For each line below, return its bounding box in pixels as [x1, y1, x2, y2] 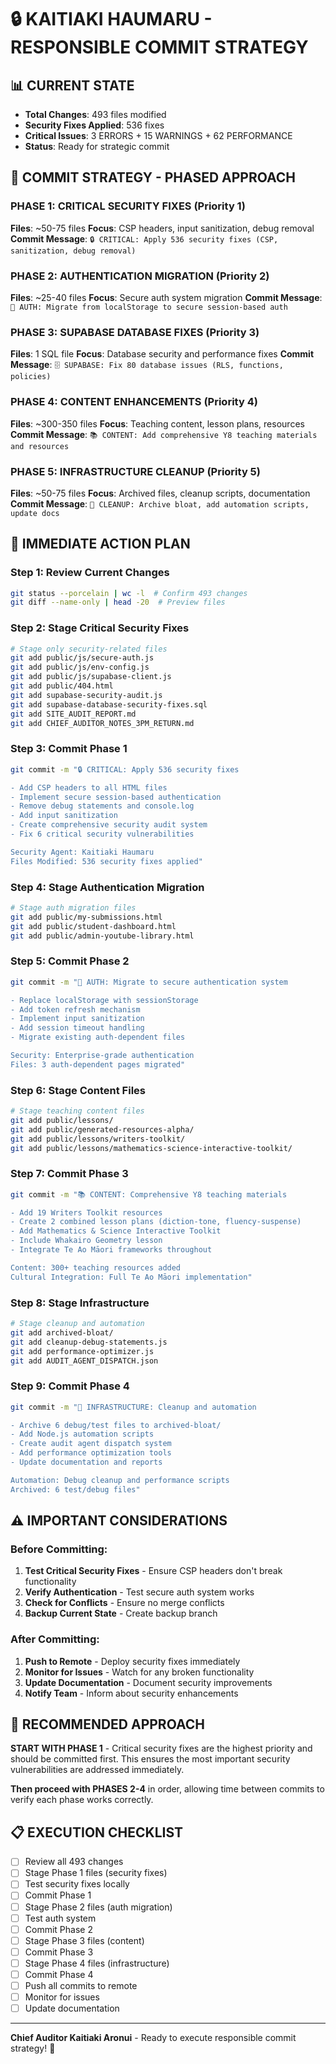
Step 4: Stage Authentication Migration [10, 880, 205, 894]
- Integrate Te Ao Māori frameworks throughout [10, 1245, 213, 1255]
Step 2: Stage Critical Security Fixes [10, 621, 190, 635]
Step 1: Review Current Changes [10, 566, 170, 580]
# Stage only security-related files [10, 644, 168, 654]
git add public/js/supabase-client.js [10, 672, 172, 682]
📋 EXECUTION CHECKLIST [10, 1824, 184, 1841]
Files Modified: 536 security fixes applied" [10, 856, 203, 866]
